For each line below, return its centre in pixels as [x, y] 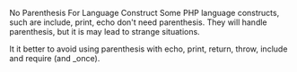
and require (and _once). [55, 58]
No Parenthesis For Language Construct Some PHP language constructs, [144, 13]
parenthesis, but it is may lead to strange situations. [105, 32]
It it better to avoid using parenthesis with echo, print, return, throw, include [148, 49]
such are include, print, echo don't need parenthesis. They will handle [138, 22]
